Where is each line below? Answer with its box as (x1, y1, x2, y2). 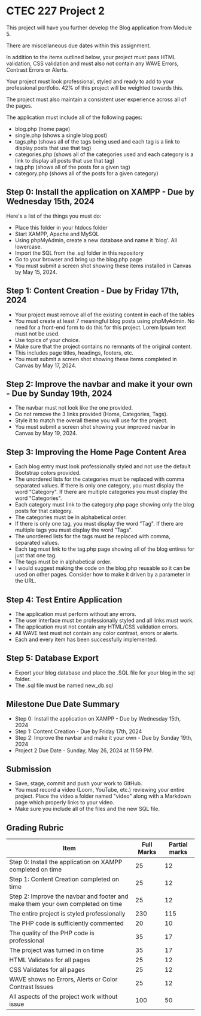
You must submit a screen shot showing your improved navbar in (14, 423, 175, 431)
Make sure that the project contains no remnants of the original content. (14, 343, 193, 350)
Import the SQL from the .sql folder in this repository (14, 249, 144, 257)
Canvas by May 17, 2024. (14, 362, 77, 369)
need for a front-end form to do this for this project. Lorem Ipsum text (14, 324, 187, 331)
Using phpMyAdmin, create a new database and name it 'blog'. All (14, 236, 178, 243)
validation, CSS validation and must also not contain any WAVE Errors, (6, 60, 179, 67)
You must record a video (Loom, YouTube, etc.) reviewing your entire (14, 786, 185, 794)
